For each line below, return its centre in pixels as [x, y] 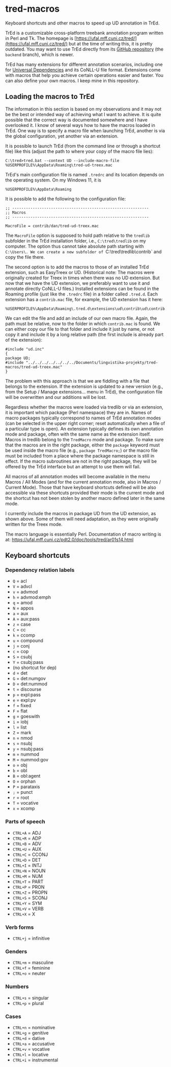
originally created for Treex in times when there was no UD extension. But [82, 278]
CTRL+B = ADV [27, 843]
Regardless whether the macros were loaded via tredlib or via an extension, [84, 407]
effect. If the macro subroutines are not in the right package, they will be [81, 461]
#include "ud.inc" [25, 349]
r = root [21, 797]
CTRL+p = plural [28, 1003]
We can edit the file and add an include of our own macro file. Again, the [81, 318]
